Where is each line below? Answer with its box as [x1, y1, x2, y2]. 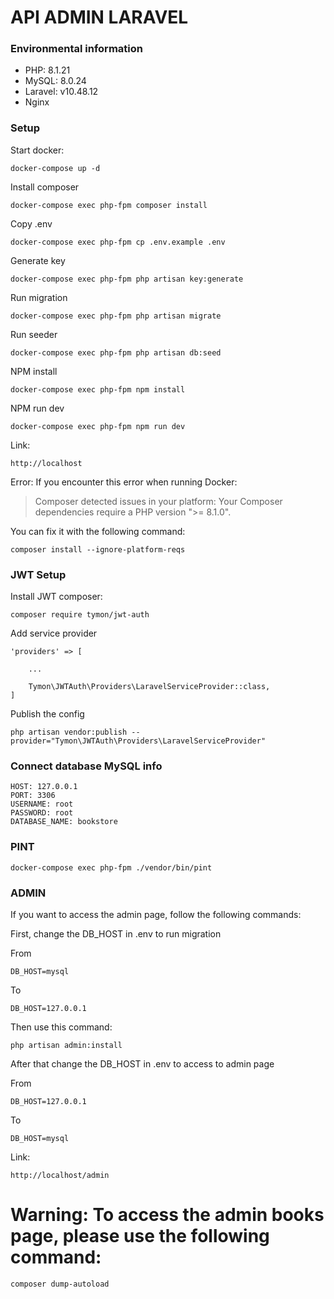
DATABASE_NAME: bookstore [10, 817, 118, 827]
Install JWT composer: [10, 591, 103, 603]
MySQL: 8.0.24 [24, 75, 87, 87]
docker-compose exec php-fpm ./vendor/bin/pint [10, 862, 213, 873]
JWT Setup [10, 567, 67, 581]
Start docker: [10, 144, 65, 156]
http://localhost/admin [10, 1170, 110, 1180]
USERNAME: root [10, 799, 74, 810]
